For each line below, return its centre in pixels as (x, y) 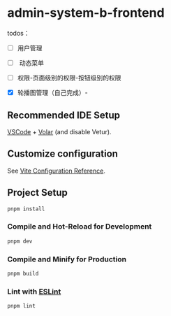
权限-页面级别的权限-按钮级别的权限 (69, 78)
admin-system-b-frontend (86, 13)
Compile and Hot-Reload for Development (80, 227)
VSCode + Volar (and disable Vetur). (59, 132)
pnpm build (23, 273)
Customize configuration (63, 154)
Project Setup (38, 193)
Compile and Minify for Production (67, 259)
